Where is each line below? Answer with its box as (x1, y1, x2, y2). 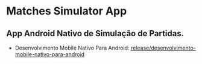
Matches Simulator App (6, 4, 127, 18)
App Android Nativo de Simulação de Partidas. (6, 28, 185, 39)
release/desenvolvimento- (130, 44, 196, 51)
